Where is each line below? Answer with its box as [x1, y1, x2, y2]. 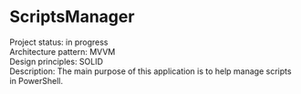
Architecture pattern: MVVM [9, 46, 116, 57]
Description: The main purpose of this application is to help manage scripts [9, 66, 292, 77]
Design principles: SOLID [9, 56, 103, 67]
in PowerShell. [9, 75, 64, 86]
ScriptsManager [9, 6, 135, 27]
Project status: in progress [9, 37, 109, 47]
